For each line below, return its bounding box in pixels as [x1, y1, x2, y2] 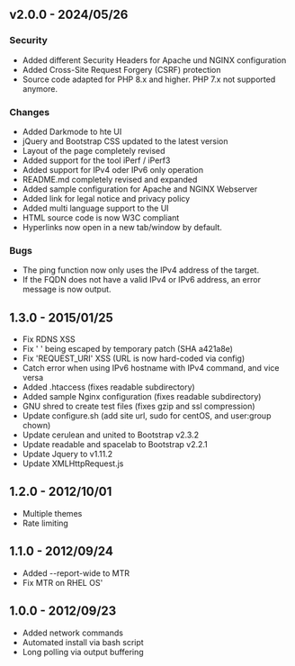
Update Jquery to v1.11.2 [22, 449, 113, 460]
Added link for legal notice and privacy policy [22, 193, 191, 203]
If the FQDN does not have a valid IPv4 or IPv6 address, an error [22, 274, 261, 285]
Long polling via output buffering [22, 646, 144, 657]
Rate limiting [22, 517, 69, 528]
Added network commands [22, 627, 124, 638]
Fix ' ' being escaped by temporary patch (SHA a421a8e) [22, 344, 234, 355]
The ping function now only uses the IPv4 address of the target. [22, 265, 259, 275]
